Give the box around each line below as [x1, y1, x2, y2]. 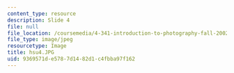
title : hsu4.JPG [7, 49, 54, 56]
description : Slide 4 [7, 17, 70, 24]
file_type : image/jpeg [7, 36, 73, 43]
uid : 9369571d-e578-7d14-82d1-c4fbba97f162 [7, 56, 136, 63]
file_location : [7, 29, 52, 37]
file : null [7, 23, 39, 30]
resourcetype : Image [7, 42, 68, 49]
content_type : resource [7, 10, 77, 17]
